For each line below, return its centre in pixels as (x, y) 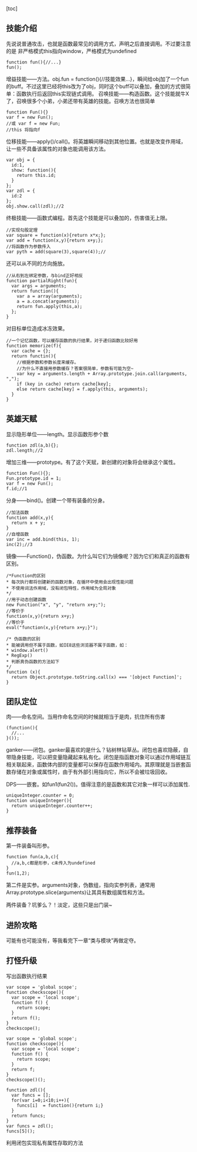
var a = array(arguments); (50, 296)
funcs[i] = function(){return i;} (60, 1105)
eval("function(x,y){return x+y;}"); (52, 627)
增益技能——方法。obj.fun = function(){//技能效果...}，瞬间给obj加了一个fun (98, 79)
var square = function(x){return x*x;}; (56, 235)
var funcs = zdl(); (30, 1126)
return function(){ (35, 291)
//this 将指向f (23, 130)
